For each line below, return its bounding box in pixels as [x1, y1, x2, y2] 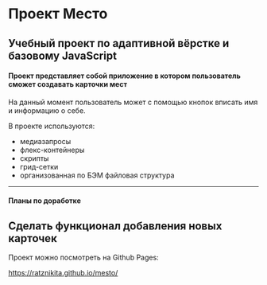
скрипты [19, 153, 49, 163]
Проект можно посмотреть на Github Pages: [8, 252, 159, 263]
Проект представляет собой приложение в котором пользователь [8, 71, 241, 80]
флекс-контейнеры [19, 145, 85, 154]
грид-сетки [19, 162, 59, 171]
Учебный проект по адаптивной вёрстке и [8, 37, 230, 50]
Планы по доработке [8, 196, 82, 205]
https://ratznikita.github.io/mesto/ [8, 268, 118, 278]
